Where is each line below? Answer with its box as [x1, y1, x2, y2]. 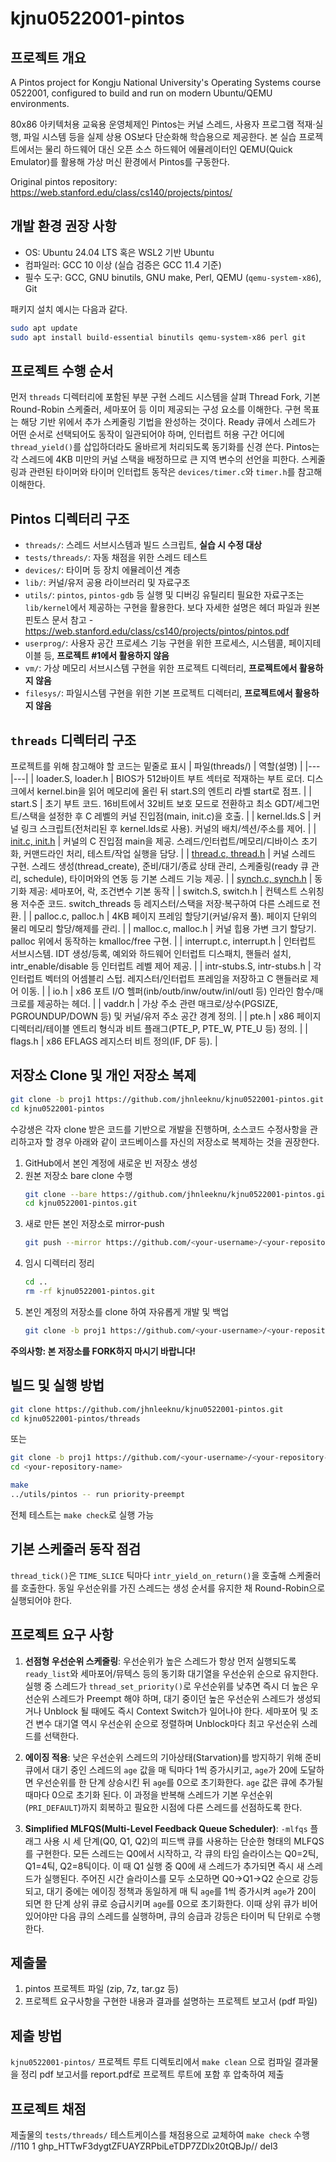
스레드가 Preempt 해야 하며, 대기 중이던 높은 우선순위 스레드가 [51, 1692, 295, 1704]
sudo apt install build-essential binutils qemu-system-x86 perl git [10, 332, 307, 342]
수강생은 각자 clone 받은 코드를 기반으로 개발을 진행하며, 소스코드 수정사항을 [10, 1123, 308, 1135]
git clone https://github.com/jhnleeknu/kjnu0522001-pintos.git [10, 1404, 284, 1414]
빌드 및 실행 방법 [10, 1377, 105, 1394]
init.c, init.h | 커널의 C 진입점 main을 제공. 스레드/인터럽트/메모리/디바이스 [10, 835, 300, 847]
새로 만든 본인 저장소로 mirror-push [24, 1218, 165, 1230]
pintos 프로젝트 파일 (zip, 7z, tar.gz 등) [24, 1983, 179, 1995]
